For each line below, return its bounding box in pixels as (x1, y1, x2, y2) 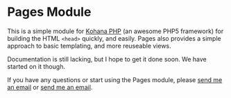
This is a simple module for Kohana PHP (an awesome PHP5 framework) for (7, 27, 224, 35)
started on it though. (7, 62, 66, 70)
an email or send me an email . (7, 83, 93, 91)
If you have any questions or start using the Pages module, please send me (7, 75, 223, 84)
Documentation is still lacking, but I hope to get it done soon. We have (7, 55, 207, 63)
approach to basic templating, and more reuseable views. (7, 41, 171, 50)
